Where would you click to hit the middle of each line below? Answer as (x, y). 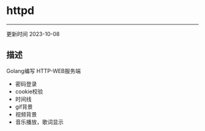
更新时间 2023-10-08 (33, 34)
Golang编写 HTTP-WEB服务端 (44, 71)
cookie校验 (29, 91)
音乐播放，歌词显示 (39, 122)
